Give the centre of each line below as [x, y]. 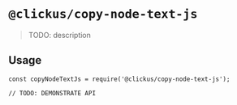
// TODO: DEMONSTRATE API [52, 93]
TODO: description [60, 35]
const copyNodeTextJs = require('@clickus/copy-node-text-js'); [119, 79]
